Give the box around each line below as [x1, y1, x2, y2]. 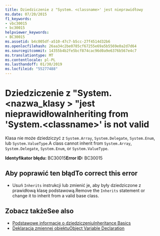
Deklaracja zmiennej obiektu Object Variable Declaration [12, 225, 125, 231]
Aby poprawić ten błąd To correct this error [5, 169, 138, 178]
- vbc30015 [5, 21, 27, 26]
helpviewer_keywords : [5, 30, 49, 35]
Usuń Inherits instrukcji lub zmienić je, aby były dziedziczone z [12, 182, 141, 188]
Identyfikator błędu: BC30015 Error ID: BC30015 [5, 155, 103, 161]
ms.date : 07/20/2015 [5, 12, 47, 17]
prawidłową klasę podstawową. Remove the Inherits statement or [12, 187, 145, 193]
